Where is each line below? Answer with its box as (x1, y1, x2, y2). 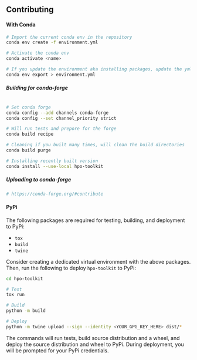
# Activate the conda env (6, 50, 69, 56)
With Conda (6, 21, 36, 28)
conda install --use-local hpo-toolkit (6, 163, 104, 169)
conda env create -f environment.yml (6, 39, 98, 46)
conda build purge (6, 147, 51, 153)
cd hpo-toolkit (6, 275, 43, 281)
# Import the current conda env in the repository (6, 34, 133, 40)
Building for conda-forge (6, 85, 69, 92)
